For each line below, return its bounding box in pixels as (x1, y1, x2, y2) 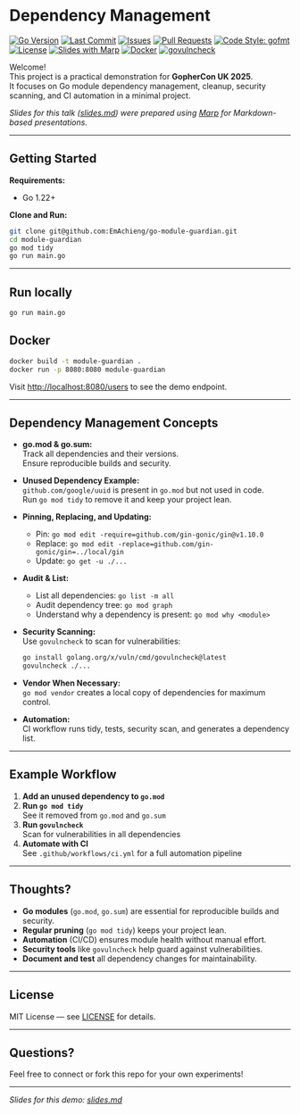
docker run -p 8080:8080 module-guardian (9, 365, 166, 374)
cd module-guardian (9, 235, 82, 244)
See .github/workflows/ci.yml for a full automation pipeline (21, 847, 243, 858)
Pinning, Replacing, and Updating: (21, 511, 152, 522)
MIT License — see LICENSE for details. (9, 1010, 156, 1022)
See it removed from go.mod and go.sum (21, 810, 167, 820)
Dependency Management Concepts (9, 415, 219, 430)
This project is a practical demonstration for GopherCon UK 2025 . (9, 71, 254, 81)
